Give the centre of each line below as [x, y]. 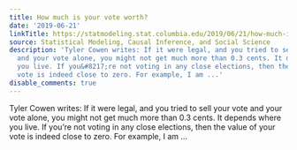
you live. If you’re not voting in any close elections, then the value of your [142, 127]
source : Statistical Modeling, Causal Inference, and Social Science [140, 42]
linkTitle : [29, 34]
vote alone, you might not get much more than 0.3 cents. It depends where [145, 117]
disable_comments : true [53, 83]
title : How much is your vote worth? [79, 17]
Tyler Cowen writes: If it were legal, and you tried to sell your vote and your [146, 108]
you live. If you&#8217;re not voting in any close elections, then [146, 67]
